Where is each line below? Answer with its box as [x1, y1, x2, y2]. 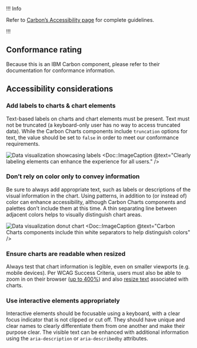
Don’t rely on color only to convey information [6, 172, 140, 180]
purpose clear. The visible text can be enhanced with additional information [6, 329, 189, 336]
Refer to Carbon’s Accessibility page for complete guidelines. [6, 17, 155, 23]
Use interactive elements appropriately [6, 297, 121, 305]
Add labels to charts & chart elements [6, 101, 116, 110]
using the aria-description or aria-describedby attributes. [6, 335, 149, 342]
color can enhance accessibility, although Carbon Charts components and [6, 198, 186, 205]
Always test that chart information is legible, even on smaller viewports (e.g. [6, 263, 190, 270]
